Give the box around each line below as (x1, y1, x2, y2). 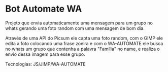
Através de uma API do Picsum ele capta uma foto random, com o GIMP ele (5, 35, 163, 41)
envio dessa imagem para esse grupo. (5, 51, 85, 57)
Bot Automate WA (5, 3, 82, 15)
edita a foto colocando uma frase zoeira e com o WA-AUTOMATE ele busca (5, 40, 163, 46)
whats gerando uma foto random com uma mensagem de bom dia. (5, 25, 145, 31)
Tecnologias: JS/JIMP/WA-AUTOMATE (5, 61, 86, 67)
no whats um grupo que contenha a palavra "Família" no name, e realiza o (5, 46, 160, 52)
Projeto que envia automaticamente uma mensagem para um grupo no (5, 20, 153, 26)
